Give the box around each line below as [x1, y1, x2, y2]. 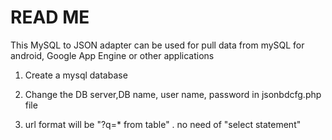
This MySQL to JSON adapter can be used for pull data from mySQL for [10, 39, 305, 51]
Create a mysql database [24, 69, 128, 81]
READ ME [10, 6, 90, 29]
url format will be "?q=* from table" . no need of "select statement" [24, 118, 302, 130]
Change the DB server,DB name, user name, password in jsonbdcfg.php [24, 88, 322, 100]
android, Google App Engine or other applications [10, 49, 215, 61]
